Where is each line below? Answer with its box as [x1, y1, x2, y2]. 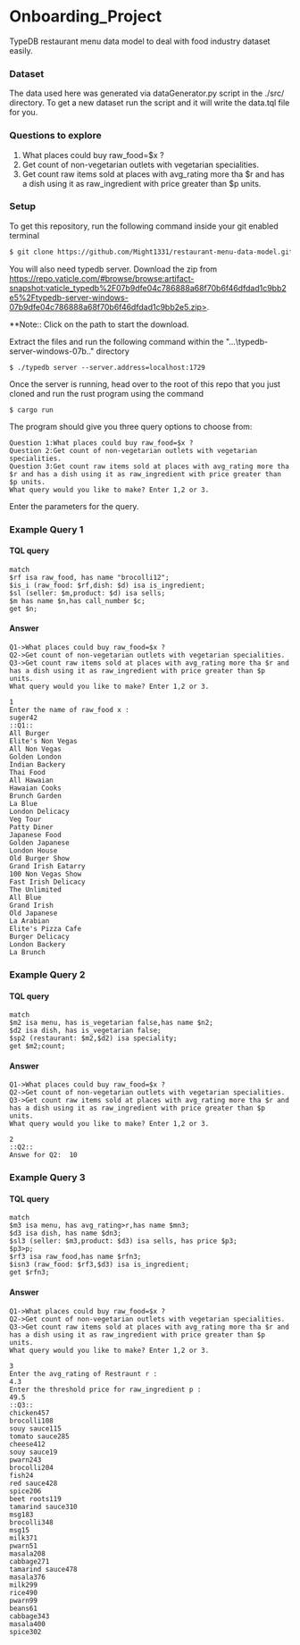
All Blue [9, 894, 42, 902]
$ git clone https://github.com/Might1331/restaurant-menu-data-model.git [9, 248, 294, 256]
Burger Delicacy [9, 932, 70, 942]
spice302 [9, 1627, 42, 1636]
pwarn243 [9, 1455, 42, 1465]
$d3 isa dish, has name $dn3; [9, 1229, 122, 1238]
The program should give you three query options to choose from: [9, 421, 253, 432]
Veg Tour [9, 815, 42, 824]
